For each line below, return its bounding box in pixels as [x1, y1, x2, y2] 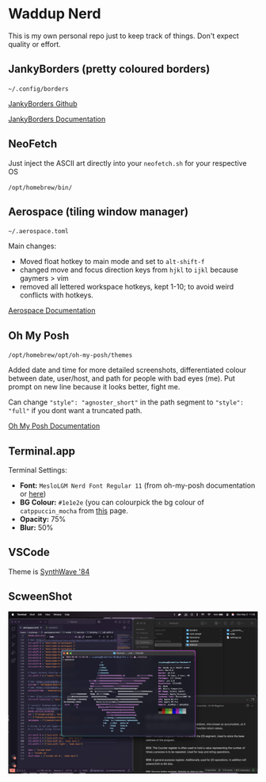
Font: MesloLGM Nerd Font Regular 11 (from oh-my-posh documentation [19, 481, 256, 490]
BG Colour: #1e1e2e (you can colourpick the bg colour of [19, 497, 204, 507]
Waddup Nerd [8, 5, 101, 23]
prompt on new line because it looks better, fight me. [8, 382, 180, 392]
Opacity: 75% [19, 515, 66, 523]
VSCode [8, 546, 50, 559]
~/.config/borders [8, 85, 69, 93]
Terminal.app [8, 444, 76, 458]
